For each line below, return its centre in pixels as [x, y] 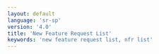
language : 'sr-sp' [34, 20]
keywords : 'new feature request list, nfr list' [80, 40]
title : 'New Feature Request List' [60, 33]
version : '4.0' [30, 27]
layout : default [31, 14]
